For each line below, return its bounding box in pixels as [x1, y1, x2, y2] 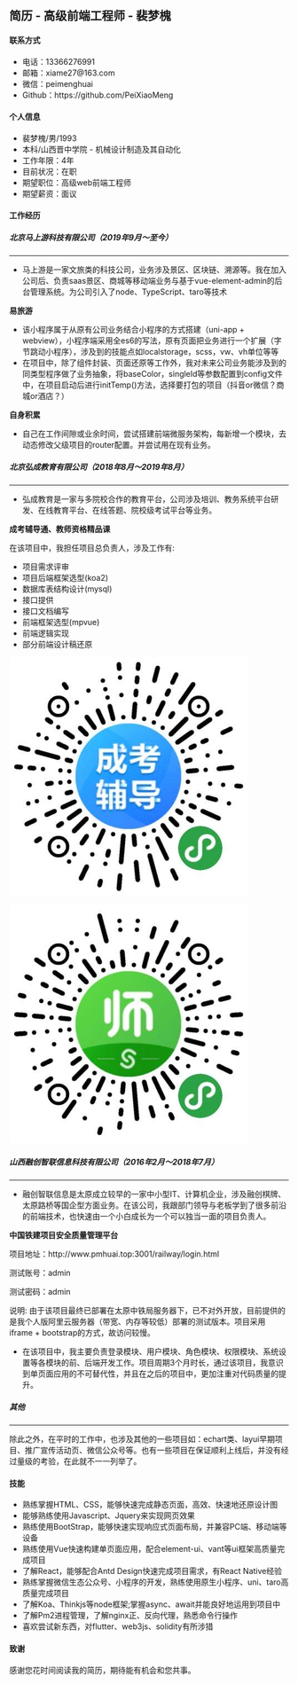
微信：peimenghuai [21, 78, 94, 89]
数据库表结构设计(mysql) [21, 584, 113, 594]
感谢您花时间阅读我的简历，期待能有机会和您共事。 [9, 1664, 196, 1675]
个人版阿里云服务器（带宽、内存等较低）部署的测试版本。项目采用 [24, 1316, 266, 1328]
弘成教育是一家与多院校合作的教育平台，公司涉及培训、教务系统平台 [21, 494, 271, 505]
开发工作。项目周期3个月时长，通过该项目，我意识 [99, 1358, 284, 1368]
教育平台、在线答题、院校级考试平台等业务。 [52, 505, 217, 516]
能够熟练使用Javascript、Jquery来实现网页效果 [21, 1510, 195, 1521]
